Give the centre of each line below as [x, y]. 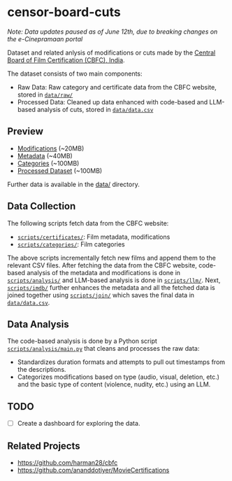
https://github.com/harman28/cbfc [67, 463]
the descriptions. [42, 370]
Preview [26, 131]
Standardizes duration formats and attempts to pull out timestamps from [121, 362]
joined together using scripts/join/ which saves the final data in [101, 295]
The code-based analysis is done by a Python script [82, 341]
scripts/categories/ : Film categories [71, 244]
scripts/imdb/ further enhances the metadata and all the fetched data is [111, 287]
